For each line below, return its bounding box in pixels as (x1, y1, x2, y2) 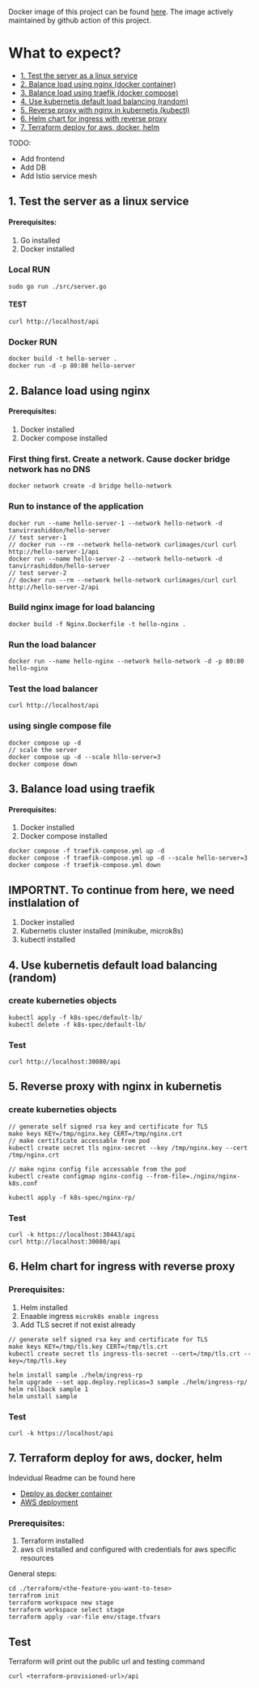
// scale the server (8, 745, 79, 754)
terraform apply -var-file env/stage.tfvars (8, 1613, 161, 1621)
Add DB (19, 162, 46, 172)
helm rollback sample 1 (8, 1385, 89, 1394)
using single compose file (8, 720, 112, 732)
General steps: (8, 1569, 57, 1578)
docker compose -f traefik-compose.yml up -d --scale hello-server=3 (8, 854, 248, 862)
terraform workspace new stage (8, 1599, 114, 1607)
